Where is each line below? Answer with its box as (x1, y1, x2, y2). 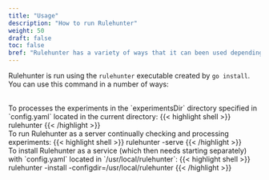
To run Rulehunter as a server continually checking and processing (8, 129, 230, 138)
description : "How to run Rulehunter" (8, 19, 138, 27)
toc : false (8, 42, 45, 50)
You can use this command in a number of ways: (8, 79, 170, 89)
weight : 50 (8, 26, 45, 34)
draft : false (8, 34, 52, 42)
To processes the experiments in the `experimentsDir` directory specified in (8, 103, 258, 113)
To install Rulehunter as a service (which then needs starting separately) (8, 146, 247, 155)
